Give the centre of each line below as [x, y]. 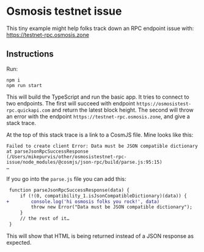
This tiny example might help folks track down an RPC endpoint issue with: [100, 28]
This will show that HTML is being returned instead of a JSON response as [100, 236]
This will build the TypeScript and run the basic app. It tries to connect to [98, 97]
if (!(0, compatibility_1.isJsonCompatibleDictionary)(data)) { [104, 196]
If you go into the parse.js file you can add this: [66, 178]
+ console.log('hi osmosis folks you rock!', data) [83, 201]
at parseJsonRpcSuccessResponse [47, 151]
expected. [19, 242]
